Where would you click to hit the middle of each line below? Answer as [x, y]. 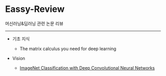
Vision [19, 58]
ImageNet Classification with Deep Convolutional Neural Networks [87, 68]
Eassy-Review [35, 9]
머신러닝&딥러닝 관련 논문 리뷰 [34, 23]
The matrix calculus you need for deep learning [68, 49]
